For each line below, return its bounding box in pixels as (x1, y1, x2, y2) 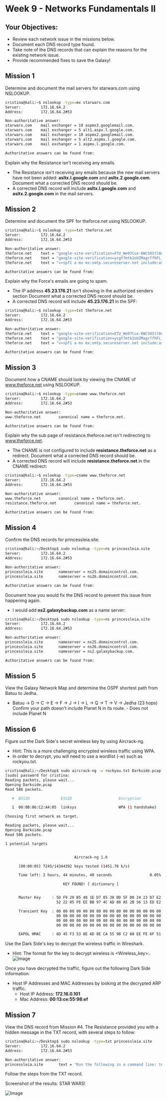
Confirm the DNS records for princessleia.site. (5, 537, 100, 543)
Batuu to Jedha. (5, 690, 38, 696)
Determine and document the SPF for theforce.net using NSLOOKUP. (5, 218, 147, 224)
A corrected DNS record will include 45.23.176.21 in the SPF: (12, 298, 138, 305)
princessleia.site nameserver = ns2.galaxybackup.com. (5, 649, 135, 654)
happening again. (5, 597, 41, 603)
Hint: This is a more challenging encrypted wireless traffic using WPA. (12, 748, 156, 754)
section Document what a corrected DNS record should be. (12, 293, 134, 299)
